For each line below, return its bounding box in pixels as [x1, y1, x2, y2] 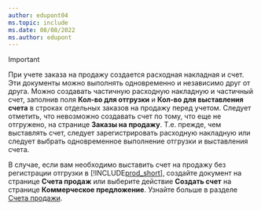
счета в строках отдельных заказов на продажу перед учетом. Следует [8, 103, 252, 113]
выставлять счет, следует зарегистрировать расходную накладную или [8, 129, 251, 138]
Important [8, 55, 40, 64]
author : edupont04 [8, 11, 68, 20]
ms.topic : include [8, 19, 68, 27]
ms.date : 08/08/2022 [8, 26, 76, 34]
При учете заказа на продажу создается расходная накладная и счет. [8, 70, 244, 79]
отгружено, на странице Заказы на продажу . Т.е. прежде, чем [8, 120, 222, 129]
